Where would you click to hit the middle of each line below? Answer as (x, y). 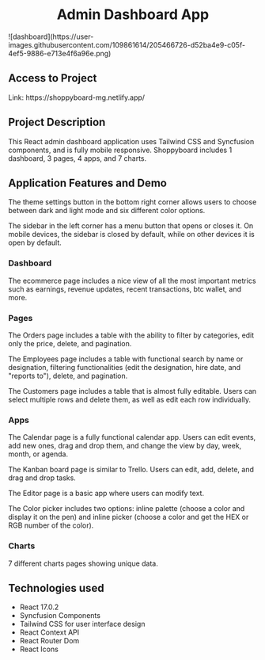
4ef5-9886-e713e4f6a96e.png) (60, 53)
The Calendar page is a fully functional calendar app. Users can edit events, (132, 437)
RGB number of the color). (51, 525)
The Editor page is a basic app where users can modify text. (106, 494)
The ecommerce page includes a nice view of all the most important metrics (132, 280)
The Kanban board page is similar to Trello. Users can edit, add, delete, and (131, 470)
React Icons (39, 649)
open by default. (35, 242)
